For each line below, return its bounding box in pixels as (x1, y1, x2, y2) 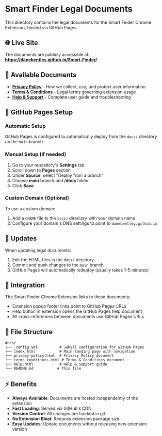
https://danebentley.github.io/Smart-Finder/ (5, 57, 97, 63)
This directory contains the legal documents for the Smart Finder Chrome (5, 19, 152, 25)
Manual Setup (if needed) (5, 151, 66, 158)
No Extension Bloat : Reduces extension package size (12, 416, 120, 422)
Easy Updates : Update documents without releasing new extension (12, 421, 147, 427)
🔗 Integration (5, 281, 45, 289)
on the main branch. (5, 139, 45, 145)
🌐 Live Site (5, 39, 38, 47)
